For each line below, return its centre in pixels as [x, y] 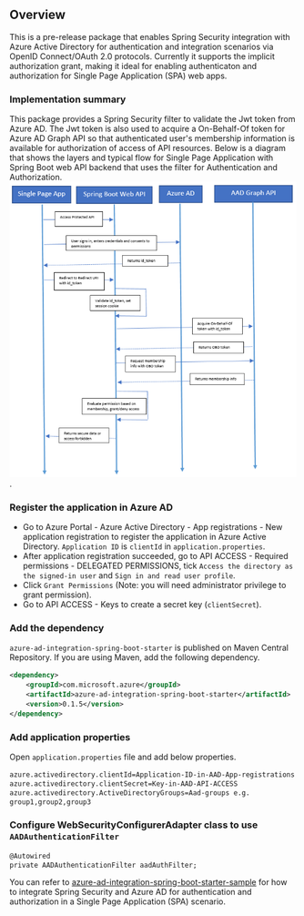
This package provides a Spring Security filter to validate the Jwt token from [152, 119]
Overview [38, 15]
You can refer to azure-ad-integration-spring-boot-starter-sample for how [148, 882]
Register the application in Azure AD [91, 507]
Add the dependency [57, 628]
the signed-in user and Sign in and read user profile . [129, 575]
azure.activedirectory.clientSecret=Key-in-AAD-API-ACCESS [124, 784]
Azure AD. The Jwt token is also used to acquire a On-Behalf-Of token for [147, 129]
